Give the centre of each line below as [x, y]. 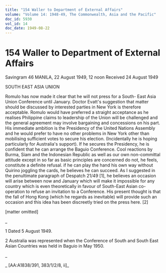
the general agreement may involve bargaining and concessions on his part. [83, 123]
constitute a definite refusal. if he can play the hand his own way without [79, 165]
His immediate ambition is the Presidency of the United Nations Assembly [80, 128]
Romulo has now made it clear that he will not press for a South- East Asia [81, 96]
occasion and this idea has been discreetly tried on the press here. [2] [77, 202]
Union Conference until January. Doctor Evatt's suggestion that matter [77, 102]
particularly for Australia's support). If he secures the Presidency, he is [77, 144]
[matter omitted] [22, 212]
